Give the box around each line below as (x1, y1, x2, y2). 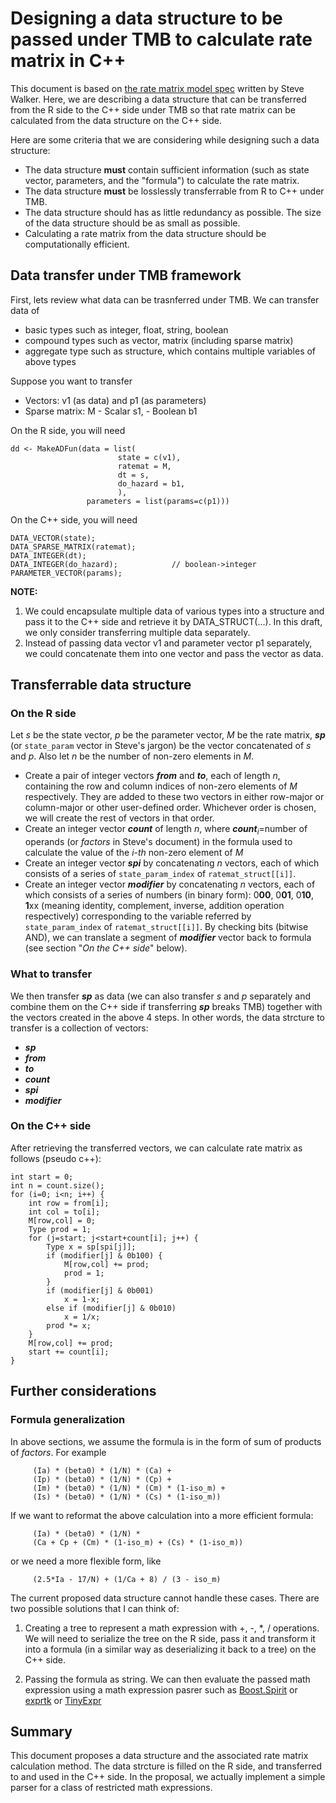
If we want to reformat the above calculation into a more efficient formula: (10, 1509, 314, 1521)
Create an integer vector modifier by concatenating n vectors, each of (24, 878, 316, 891)
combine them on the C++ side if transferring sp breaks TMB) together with (10, 1000, 323, 1012)
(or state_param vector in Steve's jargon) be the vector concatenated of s (10, 740, 312, 752)
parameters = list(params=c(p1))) (86, 496, 230, 506)
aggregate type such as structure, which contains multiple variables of (24, 345, 317, 357)
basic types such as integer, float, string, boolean (24, 323, 229, 336)
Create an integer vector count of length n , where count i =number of (24, 823, 308, 837)
